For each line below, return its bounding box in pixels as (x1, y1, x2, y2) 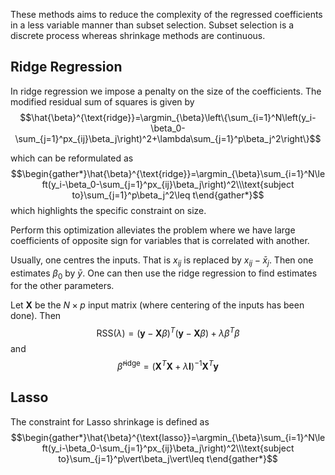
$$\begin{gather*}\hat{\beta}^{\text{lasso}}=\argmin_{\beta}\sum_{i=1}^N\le (10, 431, 326, 443)
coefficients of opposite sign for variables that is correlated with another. (10, 234, 310, 246)
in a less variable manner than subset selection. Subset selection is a (10, 19, 295, 31)
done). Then (10, 310, 62, 322)
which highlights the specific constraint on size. (10, 204, 207, 216)
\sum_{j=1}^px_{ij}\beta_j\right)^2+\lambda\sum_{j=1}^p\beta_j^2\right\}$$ (14, 132, 322, 144)
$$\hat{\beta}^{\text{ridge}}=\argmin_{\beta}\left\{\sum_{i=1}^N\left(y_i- (19, 111, 317, 123)
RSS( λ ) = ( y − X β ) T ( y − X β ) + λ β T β (96, 325, 240, 339)
